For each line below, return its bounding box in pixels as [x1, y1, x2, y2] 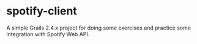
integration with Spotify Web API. [6, 30, 90, 37]
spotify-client [6, 4, 78, 18]
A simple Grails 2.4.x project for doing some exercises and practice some [6, 24, 191, 31]
